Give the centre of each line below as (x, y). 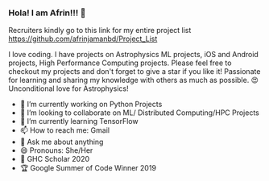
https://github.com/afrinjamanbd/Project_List (83, 39)
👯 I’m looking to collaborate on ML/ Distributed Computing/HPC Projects (139, 113)
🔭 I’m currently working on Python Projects (91, 105)
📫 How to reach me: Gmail (65, 130)
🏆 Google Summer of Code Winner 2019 (88, 168)
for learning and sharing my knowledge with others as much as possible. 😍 (134, 80)
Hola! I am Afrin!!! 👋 (47, 13)
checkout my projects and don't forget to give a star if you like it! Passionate (134, 72)
